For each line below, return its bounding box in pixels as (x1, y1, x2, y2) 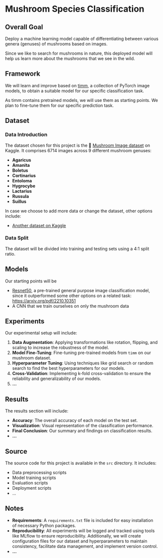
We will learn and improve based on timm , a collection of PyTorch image (5, 82, 150, 88)
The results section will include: (5, 408, 69, 414)
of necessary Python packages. (12, 522, 76, 528)
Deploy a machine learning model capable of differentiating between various (5, 36, 159, 41)
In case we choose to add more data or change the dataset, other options (5, 208, 153, 214)
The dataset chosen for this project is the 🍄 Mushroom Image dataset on (5, 142, 150, 148)
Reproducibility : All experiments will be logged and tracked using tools (12, 528, 155, 534)
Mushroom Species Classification (5, 3, 145, 15)
